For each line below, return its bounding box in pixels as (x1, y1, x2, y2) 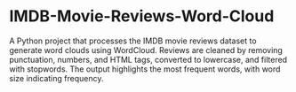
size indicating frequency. (9, 73, 104, 83)
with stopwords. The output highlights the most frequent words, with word (9, 64, 281, 74)
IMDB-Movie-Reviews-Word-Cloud (9, 6, 275, 27)
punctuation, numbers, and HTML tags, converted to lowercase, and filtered (9, 54, 287, 65)
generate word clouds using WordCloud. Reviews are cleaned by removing (9, 44, 283, 55)
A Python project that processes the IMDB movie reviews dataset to (9, 35, 257, 46)
